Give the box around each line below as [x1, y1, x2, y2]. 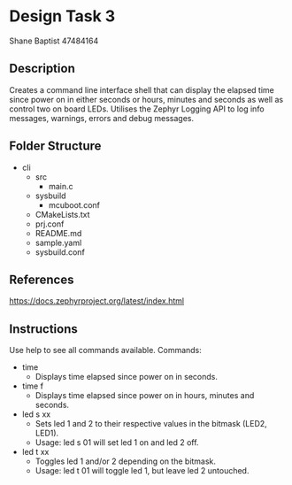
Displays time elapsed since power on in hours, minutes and [35, 390, 255, 401]
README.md [35, 227, 82, 238]
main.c [48, 181, 73, 191]
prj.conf [35, 219, 65, 229]
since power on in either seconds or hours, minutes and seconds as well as [9, 94, 284, 104]
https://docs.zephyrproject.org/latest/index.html [9, 296, 184, 306]
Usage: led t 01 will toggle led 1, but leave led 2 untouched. [35, 466, 250, 476]
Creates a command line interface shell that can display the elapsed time [9, 84, 274, 95]
